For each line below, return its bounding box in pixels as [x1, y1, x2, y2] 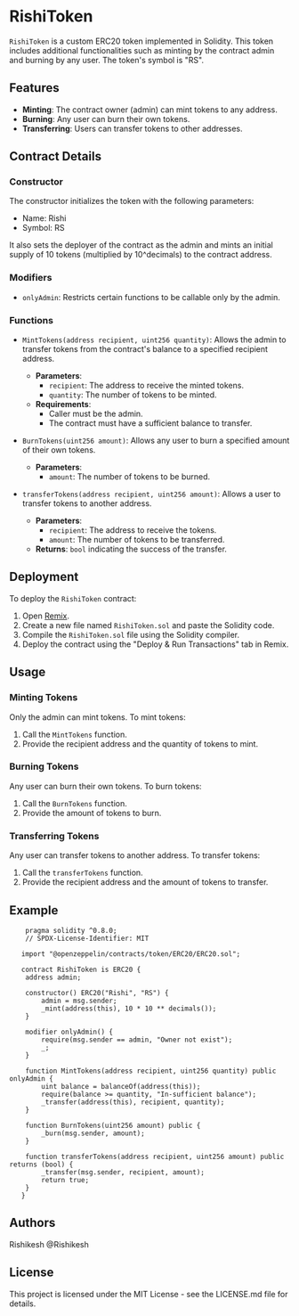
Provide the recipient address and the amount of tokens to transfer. [21, 877, 269, 887]
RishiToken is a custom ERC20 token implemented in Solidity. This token [9, 36, 274, 46]
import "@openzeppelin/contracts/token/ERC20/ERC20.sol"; [20, 949, 241, 959]
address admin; [25, 973, 82, 982]
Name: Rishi [21, 213, 67, 224]
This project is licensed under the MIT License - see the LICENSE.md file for [9, 1288, 288, 1299]
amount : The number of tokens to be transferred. [48, 535, 225, 545]
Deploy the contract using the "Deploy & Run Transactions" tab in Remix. [21, 639, 289, 650]
